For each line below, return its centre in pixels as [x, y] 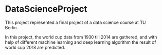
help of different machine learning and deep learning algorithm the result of [81, 42]
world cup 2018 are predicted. [35, 47]
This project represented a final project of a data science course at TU [75, 22]
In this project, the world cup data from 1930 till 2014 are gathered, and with [81, 37]
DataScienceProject [46, 9]
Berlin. [11, 27]
